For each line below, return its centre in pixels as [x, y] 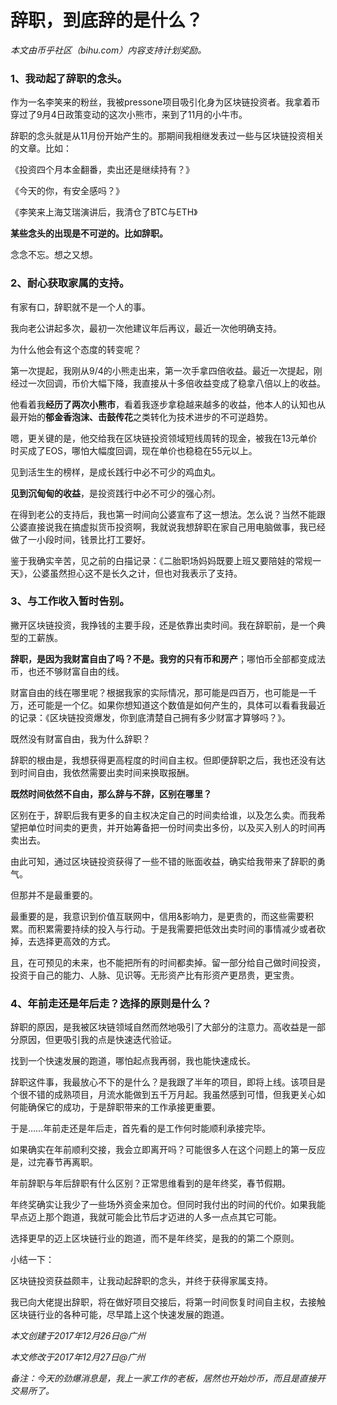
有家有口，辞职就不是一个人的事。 [80, 307]
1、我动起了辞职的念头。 [69, 78]
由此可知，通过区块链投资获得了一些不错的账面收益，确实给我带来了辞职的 [163, 861]
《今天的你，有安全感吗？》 [67, 191]
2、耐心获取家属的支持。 [70, 283]
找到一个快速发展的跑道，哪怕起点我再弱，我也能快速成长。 [133, 1061]
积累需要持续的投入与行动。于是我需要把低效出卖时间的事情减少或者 [176, 928]
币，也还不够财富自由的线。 [67, 671]
